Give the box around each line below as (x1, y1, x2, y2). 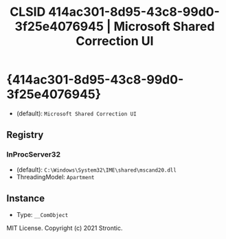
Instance (6, 193, 45, 205)
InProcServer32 (6, 150, 61, 159)
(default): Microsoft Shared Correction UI (16, 109, 137, 117)
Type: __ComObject (16, 211, 69, 219)
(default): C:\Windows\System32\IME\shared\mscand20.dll (16, 166, 177, 174)
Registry (6, 129, 44, 141)
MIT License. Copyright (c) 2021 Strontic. (6, 224, 123, 232)
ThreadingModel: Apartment (16, 172, 95, 181)
